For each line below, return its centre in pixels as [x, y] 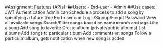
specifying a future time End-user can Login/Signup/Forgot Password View [81, 17]
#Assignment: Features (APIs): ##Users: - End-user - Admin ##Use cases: [80, 7]
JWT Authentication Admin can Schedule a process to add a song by [75, 12]
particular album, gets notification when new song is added [65, 38]
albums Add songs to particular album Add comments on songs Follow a [78, 33]
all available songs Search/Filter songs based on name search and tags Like [81, 23]
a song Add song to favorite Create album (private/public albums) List [75, 28]
